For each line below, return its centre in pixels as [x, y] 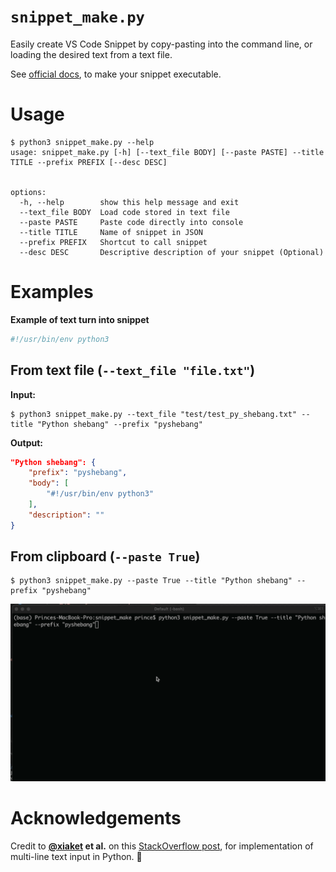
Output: [26, 442]
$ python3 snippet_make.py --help [82, 142]
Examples [52, 292]
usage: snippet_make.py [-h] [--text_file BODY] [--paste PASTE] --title [167, 152]
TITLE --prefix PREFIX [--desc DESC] [89, 162]
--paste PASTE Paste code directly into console [131, 222]
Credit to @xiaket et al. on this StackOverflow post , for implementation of [162, 846]
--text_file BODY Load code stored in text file [124, 212]
